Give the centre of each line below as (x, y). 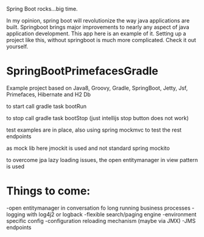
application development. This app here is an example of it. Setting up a (96, 34)
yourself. (17, 46)
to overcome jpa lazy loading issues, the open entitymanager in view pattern (102, 160)
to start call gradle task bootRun (47, 106)
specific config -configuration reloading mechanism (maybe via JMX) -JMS (101, 221)
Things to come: (48, 191)
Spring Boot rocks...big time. (42, 9)
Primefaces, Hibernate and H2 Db (49, 94)
